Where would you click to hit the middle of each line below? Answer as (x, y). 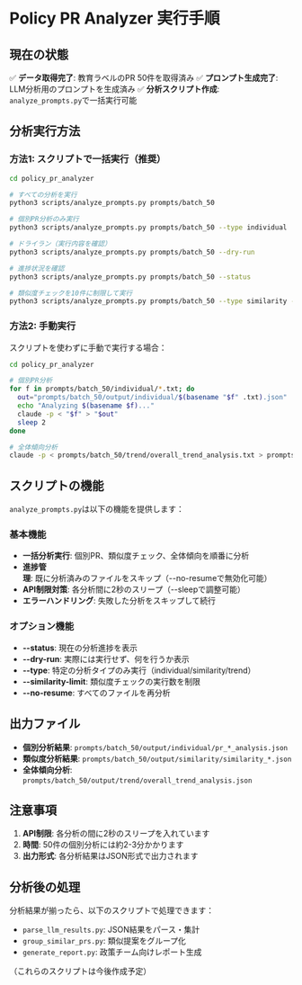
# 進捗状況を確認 (37, 268)
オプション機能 (42, 626)
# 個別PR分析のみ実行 (44, 219)
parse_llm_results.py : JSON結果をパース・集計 (111, 930)
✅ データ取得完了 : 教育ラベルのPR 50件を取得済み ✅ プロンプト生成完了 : (144, 78)
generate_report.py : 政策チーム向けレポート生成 (112, 952)
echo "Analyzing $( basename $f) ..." (86, 406)
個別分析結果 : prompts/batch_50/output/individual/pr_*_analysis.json (155, 747)
